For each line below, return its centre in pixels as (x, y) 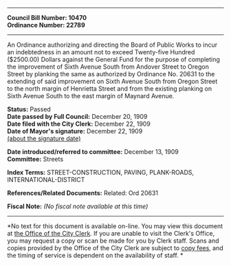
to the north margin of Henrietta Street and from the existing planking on (109, 89)
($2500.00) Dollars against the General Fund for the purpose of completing (113, 59)
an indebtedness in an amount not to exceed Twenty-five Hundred (101, 52)
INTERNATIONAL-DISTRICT (46, 180)
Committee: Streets (35, 159)
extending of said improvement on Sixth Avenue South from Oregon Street (112, 81)
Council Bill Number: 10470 (47, 18)
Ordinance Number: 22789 (46, 25)
